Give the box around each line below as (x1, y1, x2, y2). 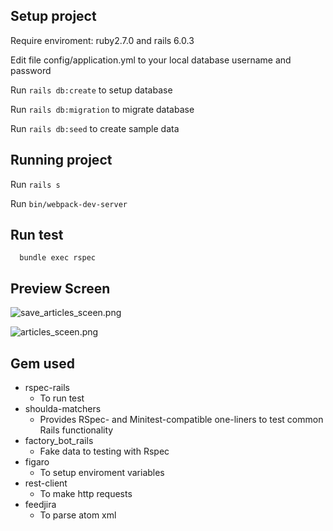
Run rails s (10, 178, 61, 190)
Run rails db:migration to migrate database (10, 103, 195, 115)
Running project (10, 152, 113, 169)
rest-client (24, 477, 68, 489)
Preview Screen (10, 280, 111, 297)
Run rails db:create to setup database (10, 84, 173, 96)
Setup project (10, 8, 97, 25)
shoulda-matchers (24, 403, 102, 415)
